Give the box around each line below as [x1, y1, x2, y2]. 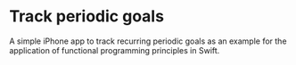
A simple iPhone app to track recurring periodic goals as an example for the [9, 36, 287, 46]
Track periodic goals [9, 6, 165, 27]
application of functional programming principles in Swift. [9, 45, 220, 55]
